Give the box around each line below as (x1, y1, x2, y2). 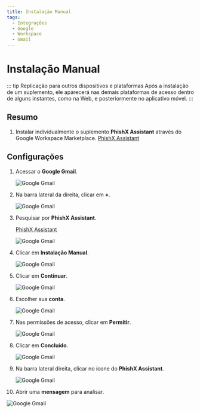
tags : (7, 14, 20, 20)
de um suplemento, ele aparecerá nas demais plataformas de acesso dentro (7, 88, 195, 96)
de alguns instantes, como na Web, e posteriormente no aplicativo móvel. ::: (7, 95, 193, 102)
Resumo (7, 112, 38, 123)
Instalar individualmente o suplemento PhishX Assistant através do (15, 128, 181, 135)
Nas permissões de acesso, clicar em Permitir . (15, 318, 131, 326)
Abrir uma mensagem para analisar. (15, 388, 104, 395)
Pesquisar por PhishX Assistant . (15, 214, 97, 221)
